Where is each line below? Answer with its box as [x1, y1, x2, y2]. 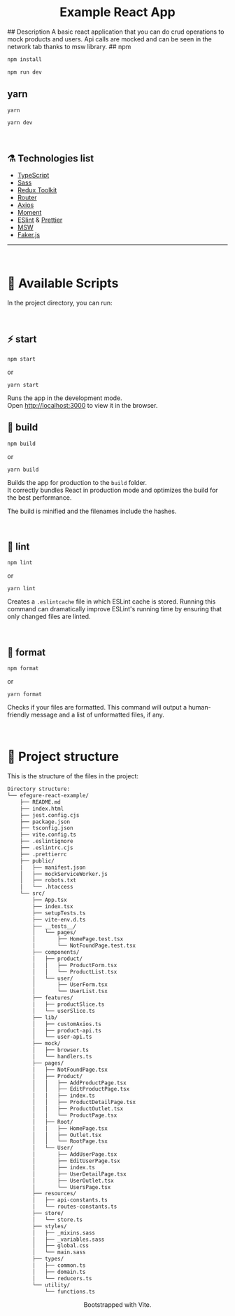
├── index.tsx [32, 903, 73, 910]
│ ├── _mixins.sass [32, 1229, 96, 1236]
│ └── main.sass [32, 1249, 86, 1256]
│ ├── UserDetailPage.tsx [32, 1170, 127, 1178]
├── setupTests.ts [32, 910, 86, 917]
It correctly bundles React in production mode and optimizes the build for [7, 486, 218, 494]
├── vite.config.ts [20, 831, 77, 839]
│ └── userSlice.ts [32, 1007, 96, 1014]
